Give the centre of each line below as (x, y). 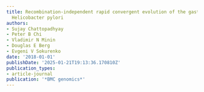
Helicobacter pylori (38, 18)
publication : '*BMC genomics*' (46, 79)
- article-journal (29, 74)
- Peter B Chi (24, 34)
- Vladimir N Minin (31, 40)
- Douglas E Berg (28, 46)
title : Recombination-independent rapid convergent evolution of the (96, 12)
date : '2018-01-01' (31, 57)
